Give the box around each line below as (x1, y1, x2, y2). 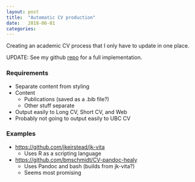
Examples (6, 130, 36, 138)
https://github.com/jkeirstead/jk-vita (14, 143, 105, 151)
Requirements (6, 69, 49, 77)
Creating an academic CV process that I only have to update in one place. (6, 42, 190, 49)
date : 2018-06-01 (6, 20, 56, 26)
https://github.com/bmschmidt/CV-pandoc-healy (14, 156, 138, 163)
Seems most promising (24, 169, 82, 176)
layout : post (6, 8, 39, 15)
